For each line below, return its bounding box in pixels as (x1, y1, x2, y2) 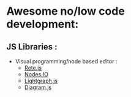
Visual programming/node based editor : (15, 58, 118, 65)
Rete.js (24, 64, 42, 71)
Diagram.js (24, 84, 52, 91)
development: (6, 17, 79, 31)
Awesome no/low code (6, 4, 125, 18)
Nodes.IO (24, 71, 49, 77)
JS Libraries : (6, 41, 58, 52)
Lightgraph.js (24, 77, 58, 84)
